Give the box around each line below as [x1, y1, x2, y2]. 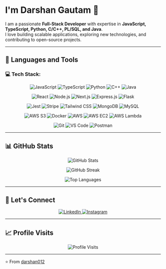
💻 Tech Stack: [5, 71, 41, 78]
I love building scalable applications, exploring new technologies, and [5, 31, 147, 37]
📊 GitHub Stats [5, 142, 53, 151]
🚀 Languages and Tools [5, 55, 79, 64]
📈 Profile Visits [5, 228, 54, 237]
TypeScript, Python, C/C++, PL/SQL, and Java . [5, 26, 103, 32]
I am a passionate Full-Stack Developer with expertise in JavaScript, [5, 21, 147, 27]
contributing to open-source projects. [5, 37, 82, 43]
